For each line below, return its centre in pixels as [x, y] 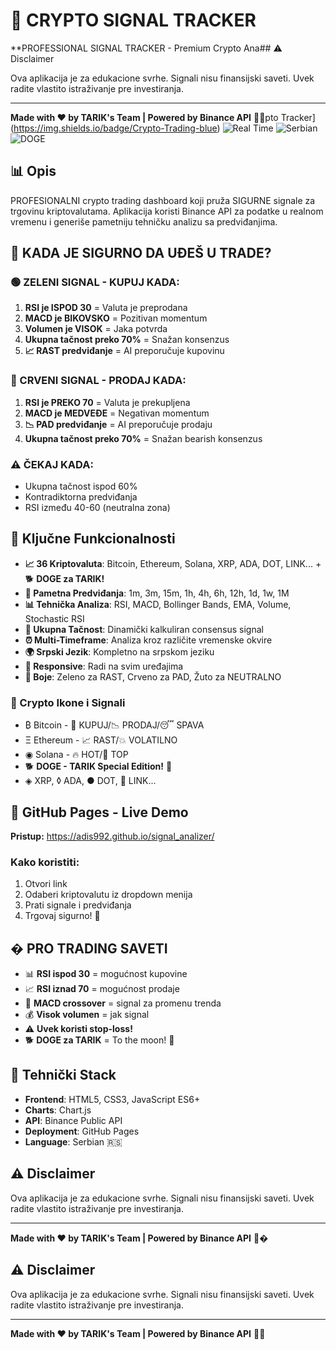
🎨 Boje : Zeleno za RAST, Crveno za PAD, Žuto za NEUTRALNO [153, 676]
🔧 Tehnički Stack [63, 1075]
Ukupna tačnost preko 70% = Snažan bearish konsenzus [143, 438]
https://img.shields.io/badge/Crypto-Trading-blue [115, 128]
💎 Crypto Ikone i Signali [68, 702]
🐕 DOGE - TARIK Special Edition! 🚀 [98, 766]
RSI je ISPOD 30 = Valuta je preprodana [106, 308]
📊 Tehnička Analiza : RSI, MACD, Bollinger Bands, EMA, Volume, [158, 604]
